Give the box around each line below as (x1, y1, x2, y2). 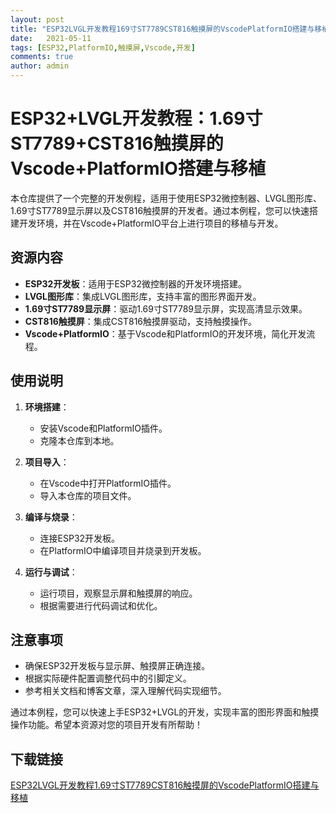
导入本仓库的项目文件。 (39, 489, 137, 501)
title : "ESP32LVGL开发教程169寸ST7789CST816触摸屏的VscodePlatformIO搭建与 (10, 24, 315, 34)
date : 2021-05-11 (10, 33, 92, 43)
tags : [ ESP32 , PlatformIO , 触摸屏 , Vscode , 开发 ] (10, 42, 196, 53)
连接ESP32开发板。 (39, 532, 121, 544)
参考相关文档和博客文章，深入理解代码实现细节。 (24, 685, 227, 697)
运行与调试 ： (24, 566, 78, 578)
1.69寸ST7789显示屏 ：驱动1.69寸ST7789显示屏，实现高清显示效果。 (24, 302, 308, 315)
